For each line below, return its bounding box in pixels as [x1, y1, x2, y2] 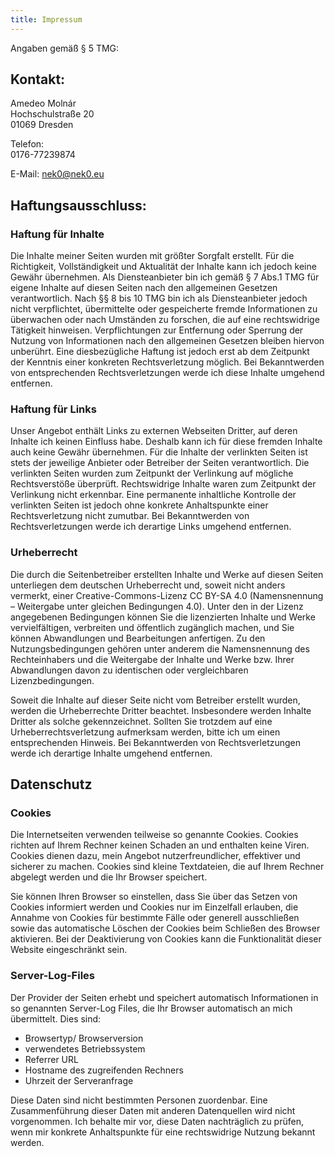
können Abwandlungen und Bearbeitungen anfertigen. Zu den [10, 632, 266, 644]
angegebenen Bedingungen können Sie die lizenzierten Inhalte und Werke [10, 611, 316, 623]
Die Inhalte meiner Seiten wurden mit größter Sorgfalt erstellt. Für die [10, 250, 295, 262]
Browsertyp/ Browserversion [24, 1032, 144, 1044]
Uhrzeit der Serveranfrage [24, 1074, 134, 1086]
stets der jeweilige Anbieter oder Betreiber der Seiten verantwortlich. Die [10, 457, 310, 469]
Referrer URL [24, 1053, 79, 1065]
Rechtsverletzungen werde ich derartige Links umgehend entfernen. [10, 521, 292, 533]
